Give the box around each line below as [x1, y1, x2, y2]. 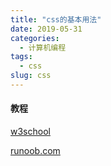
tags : [10, 52, 33, 62]
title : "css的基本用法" [10, 14, 102, 25]
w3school [10, 126, 51, 138]
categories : [10, 33, 60, 43]
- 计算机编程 [19, 42, 67, 53]
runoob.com [10, 145, 61, 157]
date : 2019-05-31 [10, 24, 83, 34]
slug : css [10, 71, 52, 81]
